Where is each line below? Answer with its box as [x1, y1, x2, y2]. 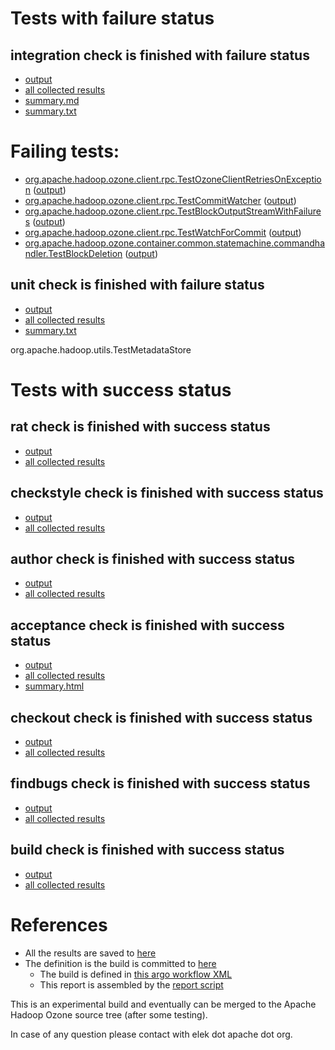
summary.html [24, 680, 85, 692]
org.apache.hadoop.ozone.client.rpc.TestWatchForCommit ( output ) [24, 226, 302, 238]
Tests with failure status [10, 7, 215, 30]
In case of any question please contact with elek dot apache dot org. [10, 1028, 293, 1040]
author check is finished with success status [10, 550, 296, 567]
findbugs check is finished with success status [10, 775, 311, 792]
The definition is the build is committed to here [24, 957, 217, 969]
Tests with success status [10, 378, 232, 401]
